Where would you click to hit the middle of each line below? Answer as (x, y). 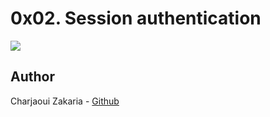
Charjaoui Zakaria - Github (65, 101)
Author (32, 77)
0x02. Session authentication (136, 18)
